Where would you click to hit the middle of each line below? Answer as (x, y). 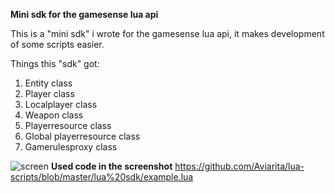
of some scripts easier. (57, 44)
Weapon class (54, 115)
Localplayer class (61, 104)
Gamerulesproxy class (71, 147)
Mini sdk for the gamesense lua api (84, 14)
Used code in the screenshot (111, 166)
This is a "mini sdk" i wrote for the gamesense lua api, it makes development (167, 33)
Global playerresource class (82, 136)
